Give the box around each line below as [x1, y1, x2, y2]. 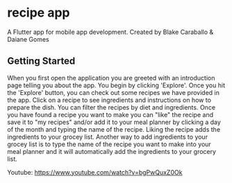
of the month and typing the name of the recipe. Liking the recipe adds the [7, 125, 221, 133]
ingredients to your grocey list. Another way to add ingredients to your [7, 132, 208, 141]
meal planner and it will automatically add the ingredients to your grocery [7, 147, 217, 155]
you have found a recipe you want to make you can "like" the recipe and [7, 110, 214, 119]
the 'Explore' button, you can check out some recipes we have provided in [7, 88, 220, 96]
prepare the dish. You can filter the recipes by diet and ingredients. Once [7, 103, 216, 112]
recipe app [7, 5, 70, 21]
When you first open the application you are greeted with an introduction [7, 73, 215, 82]
